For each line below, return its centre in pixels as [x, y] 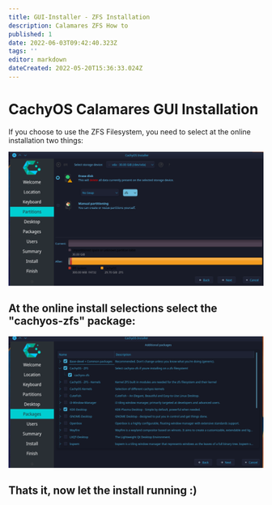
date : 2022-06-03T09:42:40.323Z [63, 43]
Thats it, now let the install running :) [103, 491]
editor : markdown [38, 60]
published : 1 [30, 34]
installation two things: [46, 140]
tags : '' [23, 51]
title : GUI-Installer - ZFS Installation [79, 17]
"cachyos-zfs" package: [72, 321]
